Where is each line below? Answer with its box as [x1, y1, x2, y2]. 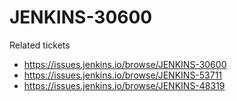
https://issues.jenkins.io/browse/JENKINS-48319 [23, 79, 226, 91]
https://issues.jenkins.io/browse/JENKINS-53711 [23, 69, 223, 81]
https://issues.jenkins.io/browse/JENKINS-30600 [23, 58, 227, 70]
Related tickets [9, 39, 71, 51]
